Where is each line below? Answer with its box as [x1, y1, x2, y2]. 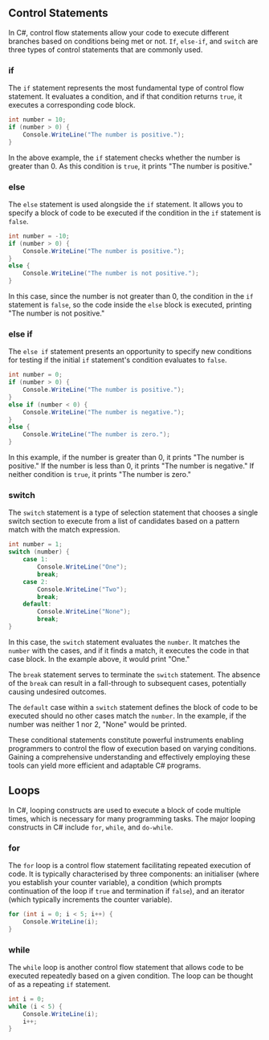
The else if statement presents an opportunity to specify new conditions [8, 347, 252, 357]
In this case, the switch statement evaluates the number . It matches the [8, 637, 241, 646]
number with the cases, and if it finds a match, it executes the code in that [8, 646, 250, 655]
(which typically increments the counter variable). [8, 895, 173, 904]
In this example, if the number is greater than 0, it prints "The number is [8, 453, 245, 463]
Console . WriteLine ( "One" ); [37, 563, 128, 571]
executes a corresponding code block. [8, 100, 136, 110]
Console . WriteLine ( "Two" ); [37, 585, 128, 593]
